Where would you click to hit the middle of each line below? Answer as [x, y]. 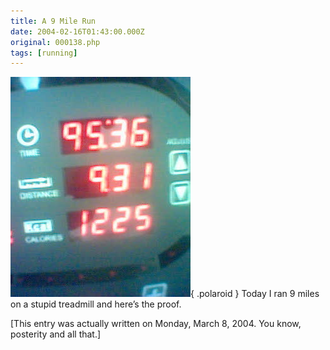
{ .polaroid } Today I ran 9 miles [255, 294]
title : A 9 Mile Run [53, 21]
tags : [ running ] [44, 53]
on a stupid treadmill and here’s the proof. [96, 304]
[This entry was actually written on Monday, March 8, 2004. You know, [156, 324]
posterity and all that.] [56, 334]
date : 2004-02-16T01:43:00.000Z [77, 31]
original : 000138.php [55, 42]
